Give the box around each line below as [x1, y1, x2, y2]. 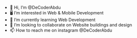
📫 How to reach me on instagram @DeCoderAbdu [9, 27, 112, 33]
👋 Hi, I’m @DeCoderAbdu [9, 5, 61, 10]
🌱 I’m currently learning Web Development [9, 17, 96, 23]
